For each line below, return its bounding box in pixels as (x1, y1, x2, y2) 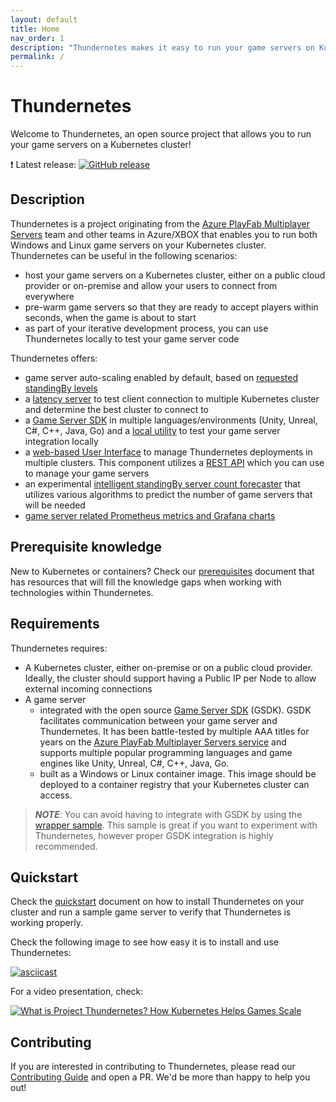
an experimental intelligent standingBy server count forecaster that (24, 477, 301, 490)
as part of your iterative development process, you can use (24, 322, 269, 334)
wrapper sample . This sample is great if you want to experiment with (34, 819, 318, 831)
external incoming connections (24, 682, 153, 695)
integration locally (24, 435, 99, 447)
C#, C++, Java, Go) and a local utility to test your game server (24, 424, 281, 436)
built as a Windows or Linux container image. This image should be (39, 767, 317, 780)
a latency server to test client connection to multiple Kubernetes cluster (24, 392, 320, 405)
